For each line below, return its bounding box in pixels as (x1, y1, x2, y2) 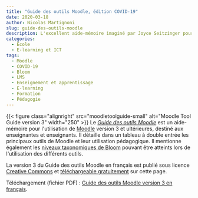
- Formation (11, 91, 41, 97)
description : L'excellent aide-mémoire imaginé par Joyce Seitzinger (6, 31, 181, 37)
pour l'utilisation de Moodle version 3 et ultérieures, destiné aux (28, 125, 184, 132)
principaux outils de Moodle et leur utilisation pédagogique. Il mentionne (6, 137, 181, 144)
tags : (6, 52, 19, 58)
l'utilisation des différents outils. (6, 150, 84, 157)
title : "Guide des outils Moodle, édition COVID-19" (6, 8, 138, 15)
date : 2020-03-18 (6, 14, 49, 20)
